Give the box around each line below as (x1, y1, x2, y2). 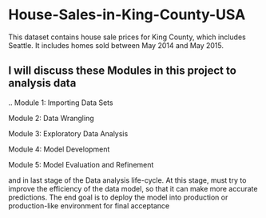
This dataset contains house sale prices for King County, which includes (8, 32, 246, 42)
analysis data (8, 76, 77, 90)
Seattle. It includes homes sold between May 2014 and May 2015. (8, 40, 224, 50)
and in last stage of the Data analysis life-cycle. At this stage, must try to (8, 175, 247, 185)
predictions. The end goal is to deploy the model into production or (8, 192, 228, 202)
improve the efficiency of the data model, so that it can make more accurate (8, 184, 258, 193)
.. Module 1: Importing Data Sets (8, 98, 113, 107)
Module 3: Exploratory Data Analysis (8, 128, 129, 138)
